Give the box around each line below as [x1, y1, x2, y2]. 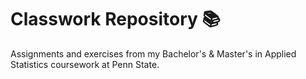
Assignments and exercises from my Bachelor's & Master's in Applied [10, 47, 297, 60]
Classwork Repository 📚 [10, 8, 221, 31]
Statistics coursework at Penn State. [10, 58, 160, 70]
